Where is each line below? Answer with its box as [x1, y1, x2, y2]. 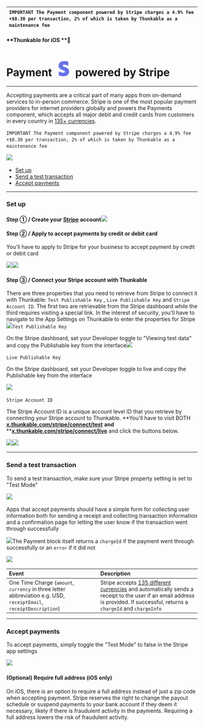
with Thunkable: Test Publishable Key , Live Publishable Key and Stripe [6, 296, 190, 304]
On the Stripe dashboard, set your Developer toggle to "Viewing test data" [6, 335, 192, 342]
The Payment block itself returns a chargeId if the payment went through [12, 537, 194, 544]
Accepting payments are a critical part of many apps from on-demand [6, 91, 182, 99]
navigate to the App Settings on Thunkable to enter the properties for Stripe [6, 316, 195, 323]
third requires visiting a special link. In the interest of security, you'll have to [6, 309, 195, 316]
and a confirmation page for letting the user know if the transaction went [6, 518, 188, 526]
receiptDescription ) [8, 605, 61, 612]
